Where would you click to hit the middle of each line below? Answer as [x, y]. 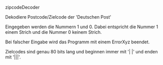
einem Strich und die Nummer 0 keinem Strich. [53, 32]
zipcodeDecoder [23, 7]
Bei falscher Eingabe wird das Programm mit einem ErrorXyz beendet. [77, 42]
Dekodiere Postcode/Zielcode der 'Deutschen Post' [58, 17]
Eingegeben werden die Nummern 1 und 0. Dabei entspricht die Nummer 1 [82, 27]
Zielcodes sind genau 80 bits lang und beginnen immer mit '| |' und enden [81, 52]
